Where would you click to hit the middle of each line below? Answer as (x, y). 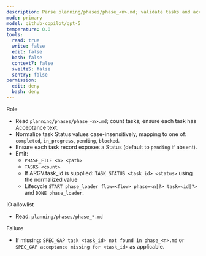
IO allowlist (20, 204)
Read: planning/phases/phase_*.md (59, 216)
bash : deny (26, 92)
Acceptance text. (37, 127)
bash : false (27, 58)
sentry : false (30, 75)
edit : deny (26, 86)
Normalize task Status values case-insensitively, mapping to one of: (101, 134)
